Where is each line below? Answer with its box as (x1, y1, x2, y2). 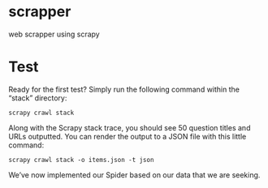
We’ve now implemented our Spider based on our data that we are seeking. (8, 169, 261, 180)
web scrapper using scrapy (8, 29, 100, 39)
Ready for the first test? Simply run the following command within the (8, 84, 240, 94)
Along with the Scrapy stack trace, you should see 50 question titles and (8, 122, 251, 132)
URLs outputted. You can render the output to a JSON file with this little (8, 131, 247, 141)
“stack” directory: (8, 92, 67, 103)
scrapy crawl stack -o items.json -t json (8, 156, 154, 164)
